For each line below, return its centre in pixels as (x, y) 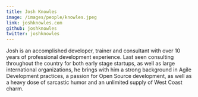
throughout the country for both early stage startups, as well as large (91, 64)
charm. (15, 89)
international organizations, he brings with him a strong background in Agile (99, 70)
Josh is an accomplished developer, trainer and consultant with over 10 (93, 51)
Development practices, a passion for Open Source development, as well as (99, 76)
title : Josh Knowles (32, 12)
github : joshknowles (32, 28)
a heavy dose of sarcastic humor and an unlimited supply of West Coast (94, 82)
